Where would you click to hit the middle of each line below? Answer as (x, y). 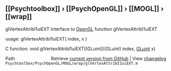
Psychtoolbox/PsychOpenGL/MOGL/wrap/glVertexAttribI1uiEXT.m (72, 63)
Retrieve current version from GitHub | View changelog (108, 58)
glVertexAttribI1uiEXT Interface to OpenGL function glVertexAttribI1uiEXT (81, 29)
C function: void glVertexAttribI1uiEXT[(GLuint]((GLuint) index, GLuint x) (80, 49)
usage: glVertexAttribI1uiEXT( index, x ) (46, 39)
